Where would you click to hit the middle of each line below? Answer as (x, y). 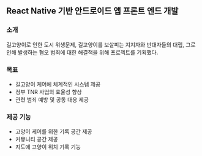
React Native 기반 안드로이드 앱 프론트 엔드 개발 (92, 11)
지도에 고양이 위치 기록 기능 (48, 147)
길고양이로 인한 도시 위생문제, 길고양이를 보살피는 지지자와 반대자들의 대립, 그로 (101, 44)
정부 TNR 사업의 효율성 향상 (48, 92)
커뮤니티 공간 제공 (36, 139)
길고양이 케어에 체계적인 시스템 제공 (58, 84)
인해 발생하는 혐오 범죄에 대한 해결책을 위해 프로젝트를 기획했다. (82, 52)
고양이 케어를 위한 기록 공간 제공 (54, 131)
